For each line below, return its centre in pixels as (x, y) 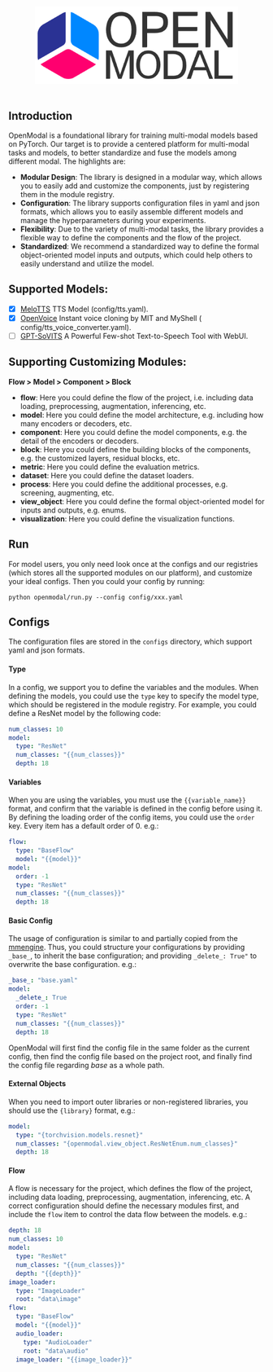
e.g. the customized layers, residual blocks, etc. (100, 458)
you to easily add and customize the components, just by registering (134, 186)
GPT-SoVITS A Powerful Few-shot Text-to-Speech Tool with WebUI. (134, 336)
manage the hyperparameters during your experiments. (113, 220)
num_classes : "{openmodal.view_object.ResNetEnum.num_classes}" (127, 1143)
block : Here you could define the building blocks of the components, (135, 449)
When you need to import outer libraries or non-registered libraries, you (128, 1102)
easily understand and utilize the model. (87, 264)
